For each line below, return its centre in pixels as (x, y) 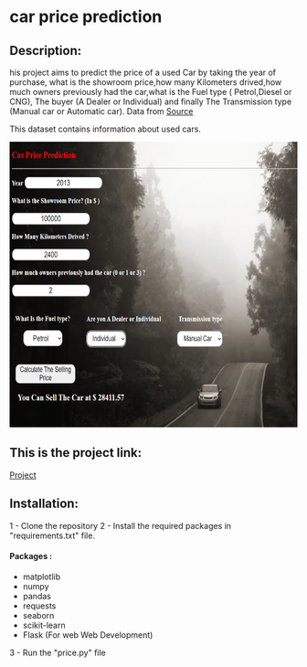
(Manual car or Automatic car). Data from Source (101, 111)
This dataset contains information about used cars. (105, 129)
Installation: (44, 504)
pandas (37, 596)
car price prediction (86, 17)
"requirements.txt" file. (53, 535)
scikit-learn (44, 625)
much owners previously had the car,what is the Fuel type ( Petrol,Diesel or (151, 92)
